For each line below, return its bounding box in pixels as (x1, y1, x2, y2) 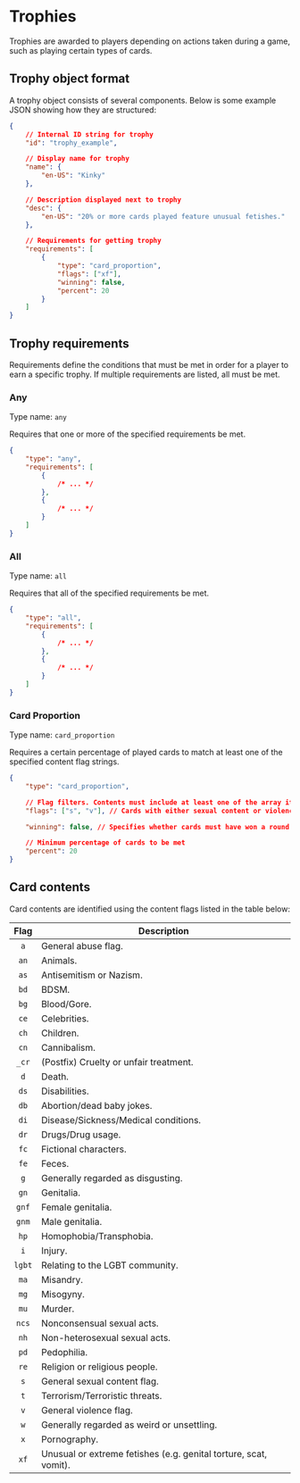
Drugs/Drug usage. (41, 1128, 121, 1140)
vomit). (41, 1458, 71, 1471)
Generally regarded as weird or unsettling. (41, 1418, 218, 1430)
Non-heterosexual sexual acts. (41, 1331, 171, 1344)
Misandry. (41, 1273, 83, 1286)
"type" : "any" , (25, 454, 82, 463)
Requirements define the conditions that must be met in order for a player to (9, 359, 288, 370)
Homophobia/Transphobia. (41, 1229, 154, 1242)
